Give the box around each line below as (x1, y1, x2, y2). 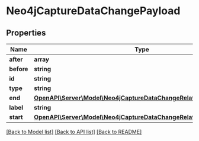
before (9, 65, 28, 73)
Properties (6, 28, 46, 38)
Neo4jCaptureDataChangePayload (6, 4, 181, 18)
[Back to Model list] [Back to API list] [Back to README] (6, 129, 142, 135)
